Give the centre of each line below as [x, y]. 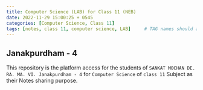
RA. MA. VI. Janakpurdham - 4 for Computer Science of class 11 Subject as [100, 74]
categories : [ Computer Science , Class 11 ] [60, 23]
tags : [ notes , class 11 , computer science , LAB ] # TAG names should [100, 29]
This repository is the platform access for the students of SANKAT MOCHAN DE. [101, 68]
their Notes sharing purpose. [42, 81]
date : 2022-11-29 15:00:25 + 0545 [50, 18]
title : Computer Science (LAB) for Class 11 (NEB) [71, 12]
